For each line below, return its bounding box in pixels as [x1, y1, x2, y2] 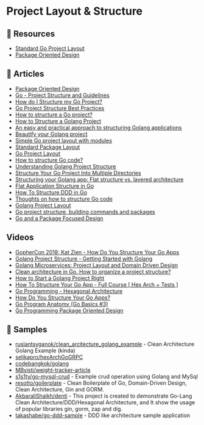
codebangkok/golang [15, 360, 69, 367]
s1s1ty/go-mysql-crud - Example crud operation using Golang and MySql [15, 373, 198, 380]
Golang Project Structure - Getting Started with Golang [15, 255, 153, 262]
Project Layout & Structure [6, 4, 143, 18]
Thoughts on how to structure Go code [15, 195, 113, 202]
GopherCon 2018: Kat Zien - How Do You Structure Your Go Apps [15, 248, 180, 255]
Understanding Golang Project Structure [15, 163, 116, 170]
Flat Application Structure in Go [15, 182, 94, 190]
